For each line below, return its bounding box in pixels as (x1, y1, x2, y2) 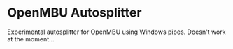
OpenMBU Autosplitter (7, 5, 142, 21)
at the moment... (7, 35, 55, 43)
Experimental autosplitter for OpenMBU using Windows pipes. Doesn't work (7, 28, 226, 36)
